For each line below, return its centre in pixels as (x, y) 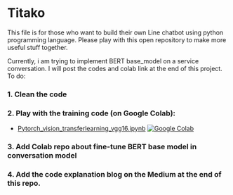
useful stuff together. (38, 47)
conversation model (42, 156)
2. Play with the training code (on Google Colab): (92, 113)
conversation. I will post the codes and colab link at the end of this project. (115, 68)
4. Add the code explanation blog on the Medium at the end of (114, 174)
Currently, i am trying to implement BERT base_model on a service (103, 61)
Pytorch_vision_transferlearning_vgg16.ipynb (81, 129)
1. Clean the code (37, 94)
